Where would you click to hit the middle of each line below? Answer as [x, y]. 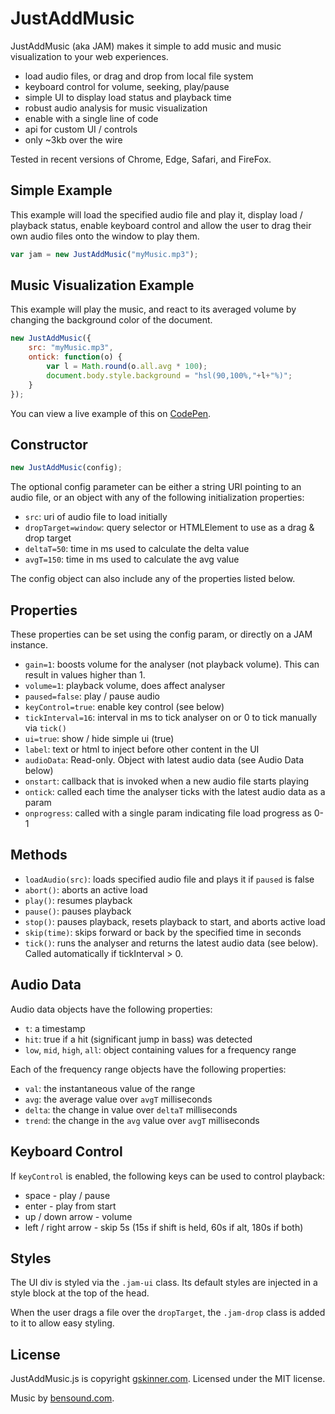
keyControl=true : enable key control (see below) [124, 707]
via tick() [45, 728]
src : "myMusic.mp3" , [71, 348]
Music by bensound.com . [62, 1398]
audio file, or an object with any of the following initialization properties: [157, 498]
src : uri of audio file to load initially [96, 517]
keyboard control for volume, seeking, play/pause [127, 86]
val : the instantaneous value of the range [110, 1088]
